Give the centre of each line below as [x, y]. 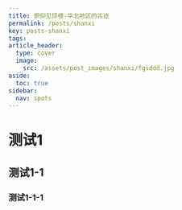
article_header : [35, 46]
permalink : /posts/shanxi [52, 23]
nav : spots [34, 98]
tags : [17, 38]
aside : [19, 76]
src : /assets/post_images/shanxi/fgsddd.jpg [99, 68]
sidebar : [23, 91]
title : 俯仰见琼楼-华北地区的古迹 [59, 16]
